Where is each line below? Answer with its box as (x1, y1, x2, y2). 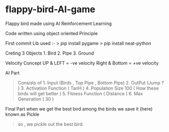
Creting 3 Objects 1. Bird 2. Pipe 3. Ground (5, 50, 94, 56)
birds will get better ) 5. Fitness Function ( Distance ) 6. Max (17, 90, 144, 96)
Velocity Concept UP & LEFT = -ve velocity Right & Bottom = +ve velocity (5, 60, 159, 66)
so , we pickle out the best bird (17, 121, 83, 127)
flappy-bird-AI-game (5, 4, 96, 15)
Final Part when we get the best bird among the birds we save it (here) (5, 105, 153, 112)
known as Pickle (5, 111, 40, 117)
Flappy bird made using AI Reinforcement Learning (5, 20, 112, 27)
